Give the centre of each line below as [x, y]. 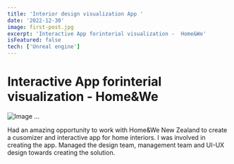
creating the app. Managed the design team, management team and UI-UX [116, 145]
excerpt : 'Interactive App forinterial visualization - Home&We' [107, 34]
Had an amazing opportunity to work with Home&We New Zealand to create [117, 130]
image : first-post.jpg [41, 27]
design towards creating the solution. [61, 152]
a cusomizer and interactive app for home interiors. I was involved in [106, 137]
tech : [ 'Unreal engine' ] [44, 47]
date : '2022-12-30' [36, 20]
